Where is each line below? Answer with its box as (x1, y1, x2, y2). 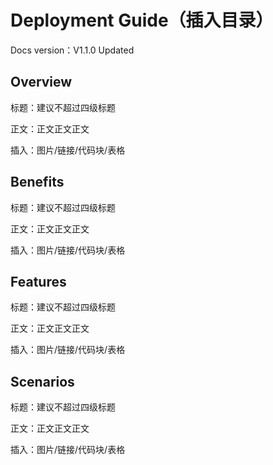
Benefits (10, 174, 65, 191)
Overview (10, 74, 73, 91)
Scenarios (10, 373, 75, 390)
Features (10, 273, 67, 290)
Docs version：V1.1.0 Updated (10, 44, 135, 56)
